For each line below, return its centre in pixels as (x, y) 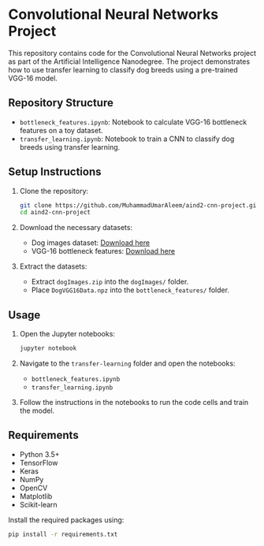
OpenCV (33, 488)
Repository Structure (61, 103)
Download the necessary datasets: (76, 228)
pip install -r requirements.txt (63, 534)
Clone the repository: (54, 191)
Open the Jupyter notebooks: (67, 334)
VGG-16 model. (33, 78)
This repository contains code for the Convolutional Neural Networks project (132, 53)
